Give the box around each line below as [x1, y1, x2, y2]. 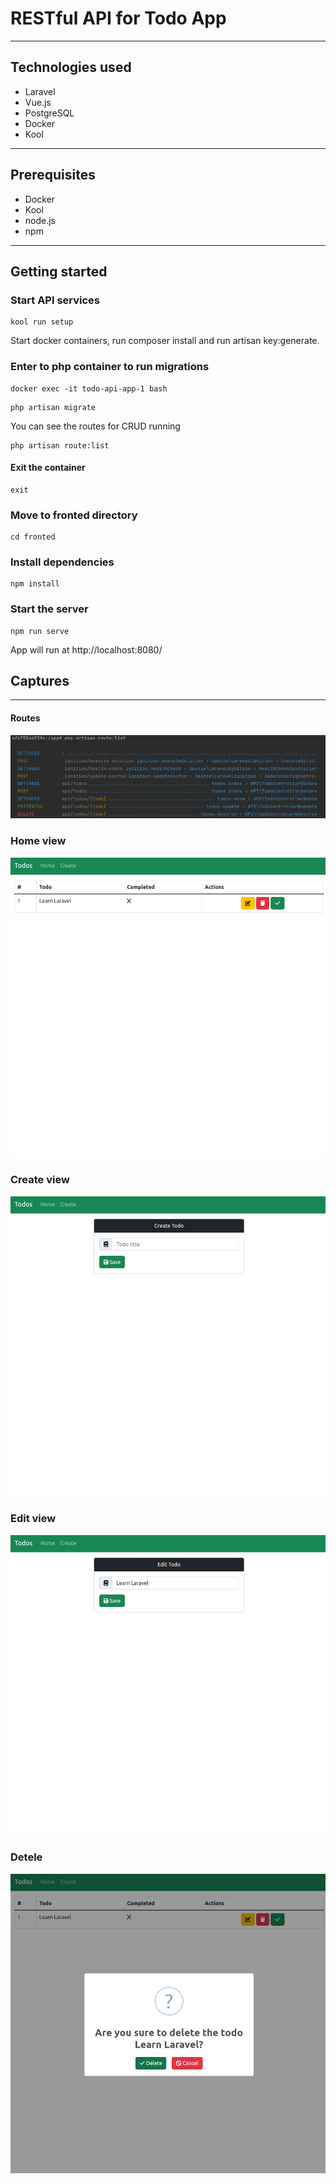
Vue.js [24, 96, 52, 108]
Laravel [24, 85, 56, 97]
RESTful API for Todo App [10, 7, 227, 30]
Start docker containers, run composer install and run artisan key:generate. [10, 335, 320, 347]
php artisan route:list [10, 440, 110, 451]
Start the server [10, 602, 89, 616]
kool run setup [10, 317, 74, 327]
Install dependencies [10, 555, 115, 569]
